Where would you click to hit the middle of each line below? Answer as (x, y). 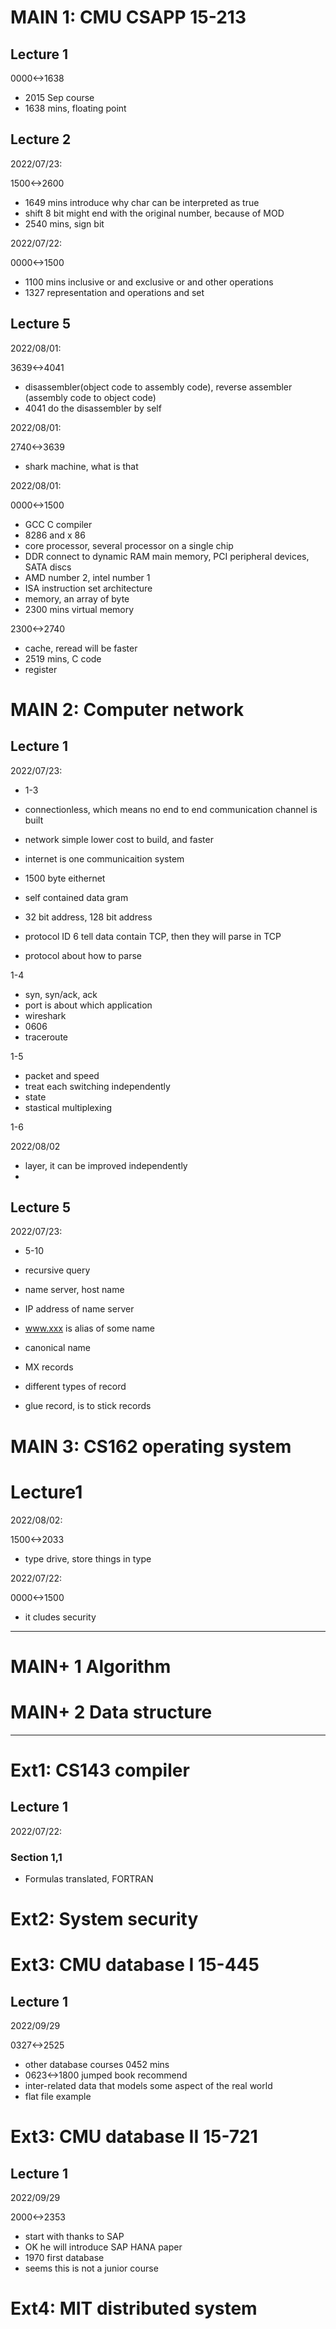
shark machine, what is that (81, 466)
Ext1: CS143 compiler (100, 1770)
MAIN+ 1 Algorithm (91, 1666)
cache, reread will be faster (81, 648)
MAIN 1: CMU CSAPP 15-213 (128, 17)
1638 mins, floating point (75, 108)
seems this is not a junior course (91, 2268)
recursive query (57, 1270)
